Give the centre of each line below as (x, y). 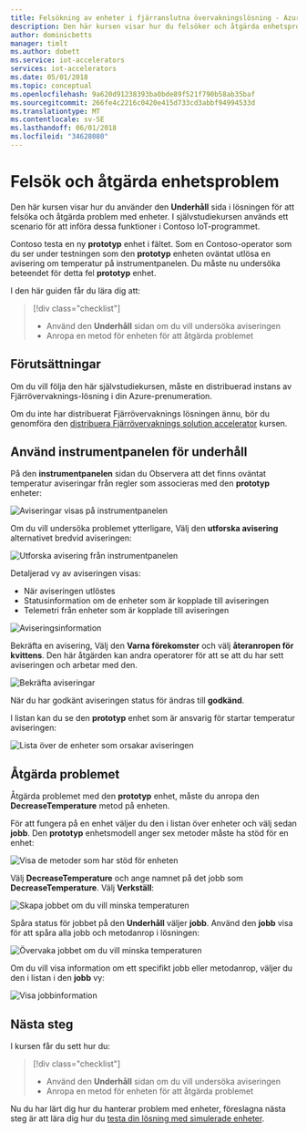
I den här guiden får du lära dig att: (75, 290)
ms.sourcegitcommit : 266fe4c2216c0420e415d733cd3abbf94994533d (133, 103)
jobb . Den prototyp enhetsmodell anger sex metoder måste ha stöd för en (150, 833)
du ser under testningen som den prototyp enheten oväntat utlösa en (141, 253)
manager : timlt (39, 43)
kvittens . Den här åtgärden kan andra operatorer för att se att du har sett (147, 655)
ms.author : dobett (45, 52)
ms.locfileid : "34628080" (59, 137)
